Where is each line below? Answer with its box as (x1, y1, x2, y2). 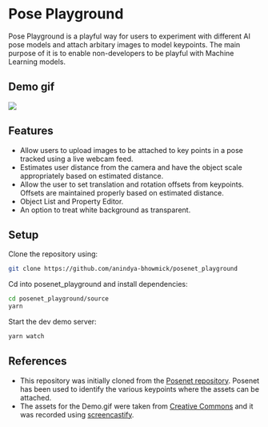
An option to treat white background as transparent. (19, 205, 191, 215)
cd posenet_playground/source (8, 295, 110, 303)
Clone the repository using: (8, 249, 98, 259)
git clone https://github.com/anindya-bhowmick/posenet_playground (8, 265, 238, 273)
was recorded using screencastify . (19, 409, 134, 419)
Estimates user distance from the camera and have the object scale (19, 162, 242, 172)
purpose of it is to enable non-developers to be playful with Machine (8, 48, 234, 58)
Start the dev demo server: (8, 317, 98, 326)
